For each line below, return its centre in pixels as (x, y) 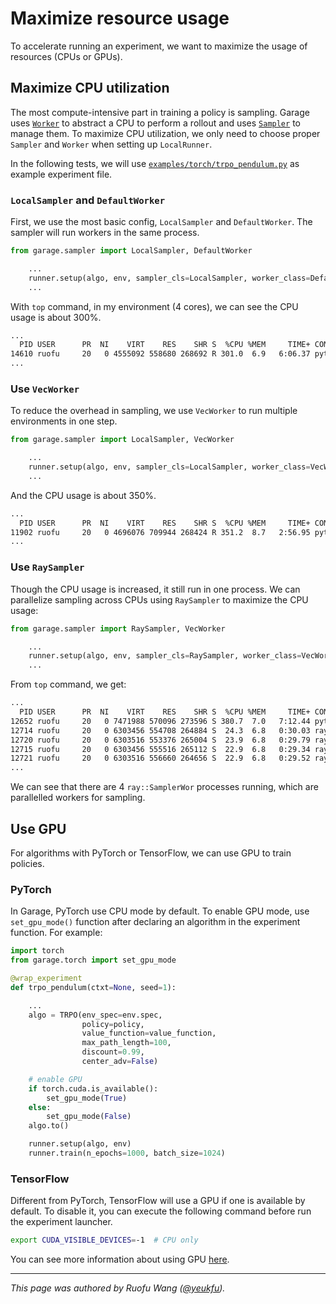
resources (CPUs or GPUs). (66, 56)
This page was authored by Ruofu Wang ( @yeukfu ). (118, 1288)
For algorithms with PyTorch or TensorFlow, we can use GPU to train (151, 853)
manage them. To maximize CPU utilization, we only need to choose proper (165, 133)
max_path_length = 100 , (126, 1043)
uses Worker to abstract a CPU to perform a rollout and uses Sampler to (155, 123)
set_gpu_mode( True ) (87, 1098)
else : (40, 1107)
